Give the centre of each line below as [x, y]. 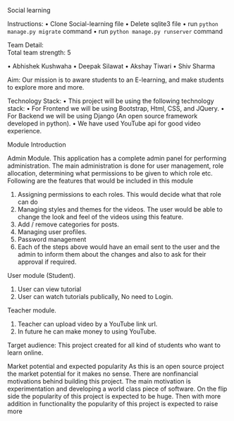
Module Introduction [37, 145]
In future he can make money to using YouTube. [87, 331]
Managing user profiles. [52, 232]
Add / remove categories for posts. [68, 224]
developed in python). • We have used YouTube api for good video [104, 123]
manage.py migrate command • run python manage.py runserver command [115, 31]
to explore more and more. [46, 87]
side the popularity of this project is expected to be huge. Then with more [114, 396]
